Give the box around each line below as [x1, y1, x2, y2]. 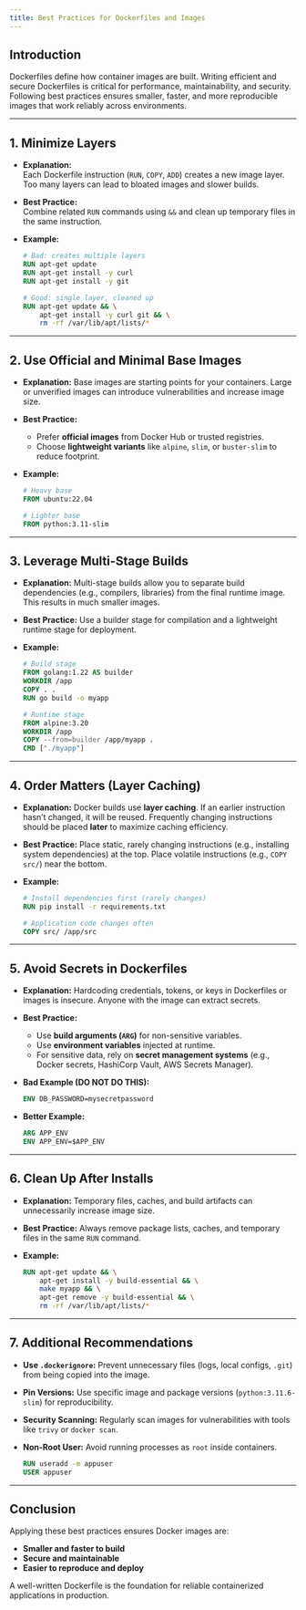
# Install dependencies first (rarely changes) [22, 893, 207, 903]
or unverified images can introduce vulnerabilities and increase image [22, 387, 285, 398]
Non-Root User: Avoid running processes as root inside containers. [22, 1441, 278, 1452]
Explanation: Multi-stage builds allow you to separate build [22, 577, 246, 588]
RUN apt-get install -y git [22, 276, 129, 286]
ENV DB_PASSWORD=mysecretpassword [22, 1095, 154, 1104]
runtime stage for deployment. [22, 624, 137, 635]
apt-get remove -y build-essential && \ [39, 1293, 195, 1303]
